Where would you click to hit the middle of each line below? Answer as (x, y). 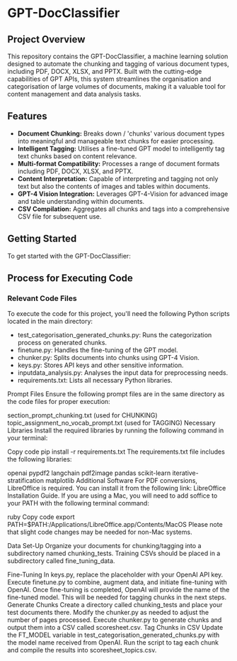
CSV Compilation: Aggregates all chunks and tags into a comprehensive (123, 209)
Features (27, 116)
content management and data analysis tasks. (74, 94)
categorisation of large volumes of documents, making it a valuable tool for (117, 86)
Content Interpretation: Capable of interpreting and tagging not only (118, 178)
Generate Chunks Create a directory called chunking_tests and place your (115, 605)
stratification (26, 481)
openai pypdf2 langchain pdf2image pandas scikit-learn (89, 473)
